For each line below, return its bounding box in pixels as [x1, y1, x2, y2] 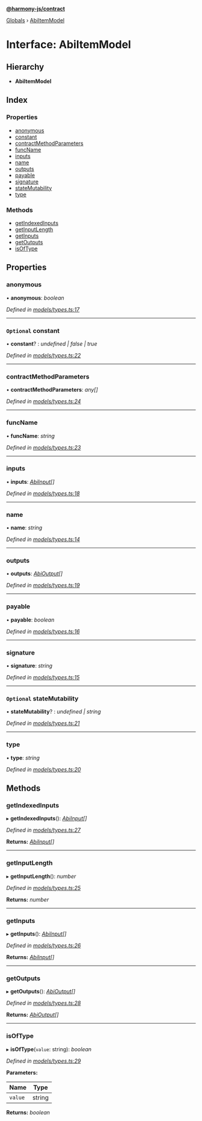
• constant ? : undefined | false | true [6, 340, 97, 347]
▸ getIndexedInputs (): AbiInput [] [6, 815, 87, 822]
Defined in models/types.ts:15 [6, 674, 80, 681]
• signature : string [6, 662, 53, 670]
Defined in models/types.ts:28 [6, 999, 81, 1007]
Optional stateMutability [6, 694, 79, 703]
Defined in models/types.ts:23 [6, 443, 81, 451]
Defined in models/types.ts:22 [6, 351, 81, 359]
